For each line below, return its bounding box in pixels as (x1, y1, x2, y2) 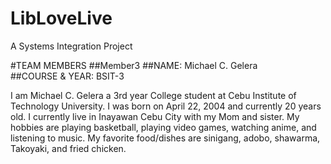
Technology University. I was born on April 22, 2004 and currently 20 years (10, 100, 322, 112)
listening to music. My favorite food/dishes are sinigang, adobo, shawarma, (10, 132, 321, 144)
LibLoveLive (10, 7, 113, 30)
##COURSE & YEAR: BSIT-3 (10, 70, 125, 82)
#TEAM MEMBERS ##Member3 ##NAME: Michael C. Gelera (10, 59, 258, 71)
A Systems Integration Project (10, 40, 133, 52)
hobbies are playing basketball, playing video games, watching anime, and (10, 121, 317, 133)
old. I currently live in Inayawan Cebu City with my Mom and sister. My (10, 110, 300, 122)
